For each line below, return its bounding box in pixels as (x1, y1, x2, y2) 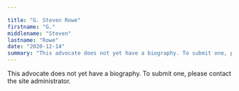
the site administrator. (7, 77, 71, 85)
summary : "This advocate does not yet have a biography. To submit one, (7, 50, 228, 57)
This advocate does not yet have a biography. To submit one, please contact (7, 69, 232, 77)
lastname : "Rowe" (7, 36, 59, 43)
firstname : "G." (7, 23, 55, 31)
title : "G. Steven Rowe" (7, 16, 81, 23)
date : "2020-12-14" (7, 43, 65, 50)
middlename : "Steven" (7, 30, 72, 37)
